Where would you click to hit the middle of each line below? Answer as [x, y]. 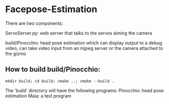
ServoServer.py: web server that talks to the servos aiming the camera [79, 33]
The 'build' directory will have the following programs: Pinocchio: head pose [85, 90]
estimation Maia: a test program [38, 96]
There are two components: [34, 23]
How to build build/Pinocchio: [53, 69]
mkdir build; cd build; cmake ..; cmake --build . [60, 81]
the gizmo [16, 54]
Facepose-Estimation [51, 9]
